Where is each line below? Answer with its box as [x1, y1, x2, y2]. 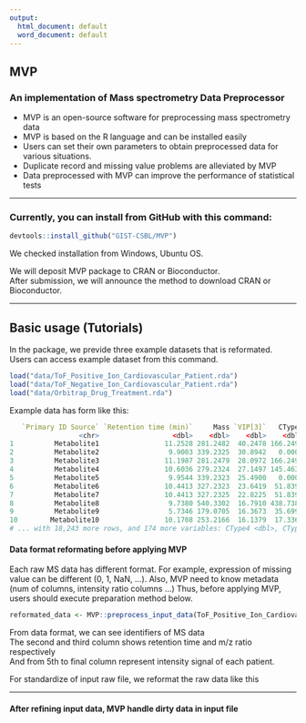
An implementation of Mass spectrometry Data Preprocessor [9, 91, 285, 104]
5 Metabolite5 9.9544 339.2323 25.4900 [9, 473, 267, 483]
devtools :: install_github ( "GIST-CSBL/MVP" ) [9, 231, 178, 241]
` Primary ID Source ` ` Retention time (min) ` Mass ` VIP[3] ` [21, 423, 267, 432]
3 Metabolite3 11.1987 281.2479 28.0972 [9, 456, 267, 465]
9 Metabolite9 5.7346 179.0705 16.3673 [9, 507, 267, 516]
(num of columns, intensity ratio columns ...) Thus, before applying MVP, [9, 584, 282, 595]
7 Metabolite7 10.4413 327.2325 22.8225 [9, 490, 267, 499]
